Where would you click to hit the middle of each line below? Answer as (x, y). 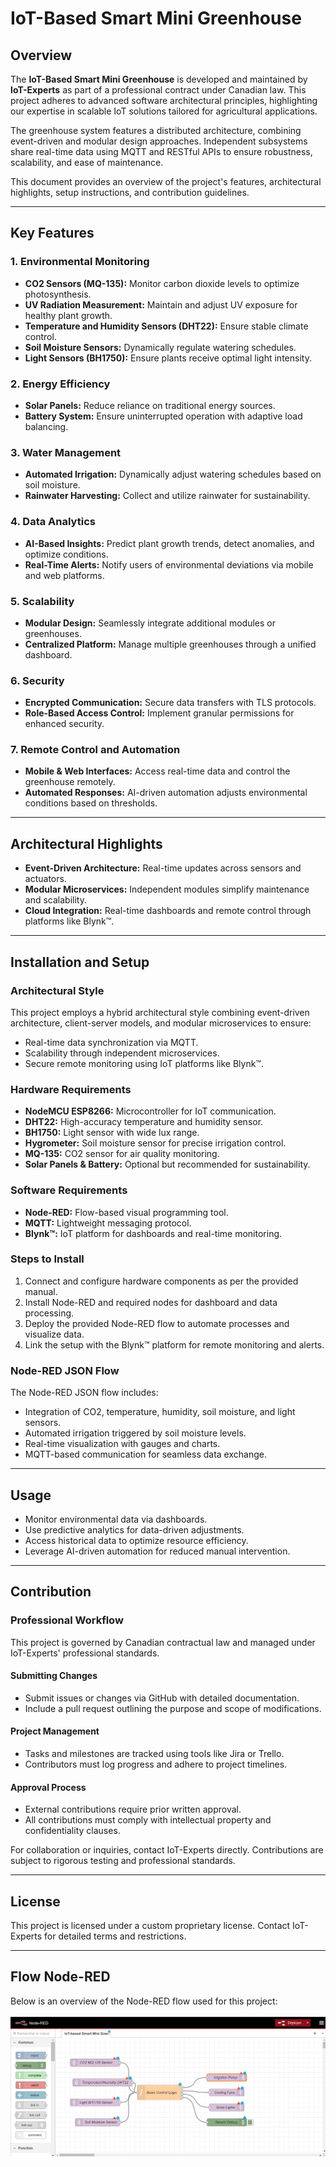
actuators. (45, 879)
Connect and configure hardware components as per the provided (161, 1281)
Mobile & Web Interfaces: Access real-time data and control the (157, 771)
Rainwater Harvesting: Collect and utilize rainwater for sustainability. (167, 496)
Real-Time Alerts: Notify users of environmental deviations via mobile (169, 564)
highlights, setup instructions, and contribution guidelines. (130, 192)
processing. (49, 1313)
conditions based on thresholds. (91, 803)
